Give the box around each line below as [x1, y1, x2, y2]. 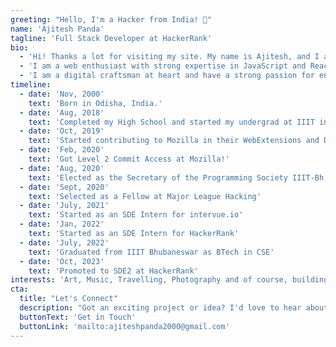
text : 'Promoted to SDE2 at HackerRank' [28, 266, 199, 276]
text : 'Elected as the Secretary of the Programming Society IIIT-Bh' [28, 172, 329, 183]
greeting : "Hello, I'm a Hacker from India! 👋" [10, 14, 213, 25]
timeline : [10, 80, 52, 90]
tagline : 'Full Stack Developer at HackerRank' [10, 33, 213, 43]
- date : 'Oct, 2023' [19, 256, 105, 266]
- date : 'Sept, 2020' [19, 182, 110, 192]
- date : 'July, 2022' [19, 237, 110, 248]
